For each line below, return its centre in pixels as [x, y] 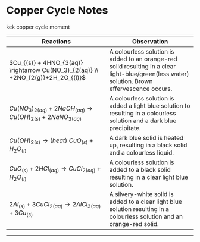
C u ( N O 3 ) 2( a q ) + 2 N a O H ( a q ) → [51, 109]
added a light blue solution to [150, 106]
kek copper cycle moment [38, 27]
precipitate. [125, 128]
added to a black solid [140, 169]
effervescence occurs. [141, 89]
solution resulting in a [139, 209]
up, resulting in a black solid [148, 145]
